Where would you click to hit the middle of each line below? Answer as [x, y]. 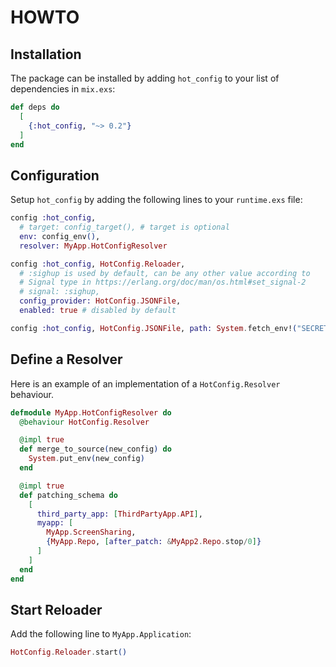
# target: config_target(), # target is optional [124, 227]
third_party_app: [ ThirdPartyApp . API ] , [119, 514]
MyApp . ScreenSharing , [91, 532]
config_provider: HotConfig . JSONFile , [100, 301]
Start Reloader [56, 609]
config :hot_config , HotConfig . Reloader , [98, 264]
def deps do [35, 107]
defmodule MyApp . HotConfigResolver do [91, 412]
